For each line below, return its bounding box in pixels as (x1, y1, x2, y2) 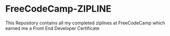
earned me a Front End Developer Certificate (5, 25, 100, 31)
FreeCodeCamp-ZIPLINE (5, 3, 112, 15)
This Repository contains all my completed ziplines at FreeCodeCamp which (5, 20, 165, 26)
